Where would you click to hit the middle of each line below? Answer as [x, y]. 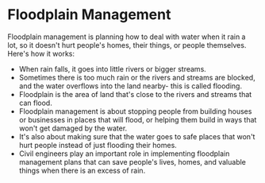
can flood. [35, 103]
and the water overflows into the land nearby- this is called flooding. [131, 86]
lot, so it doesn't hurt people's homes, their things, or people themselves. [127, 45]
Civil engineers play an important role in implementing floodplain [124, 154]
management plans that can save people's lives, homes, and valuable [132, 162]
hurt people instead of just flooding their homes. [98, 145]
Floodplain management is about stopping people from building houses [135, 111]
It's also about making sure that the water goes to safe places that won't [137, 136]
